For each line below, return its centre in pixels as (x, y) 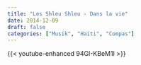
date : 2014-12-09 (33, 20)
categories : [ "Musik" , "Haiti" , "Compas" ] (71, 34)
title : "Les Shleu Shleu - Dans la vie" (68, 14)
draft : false (27, 27)
